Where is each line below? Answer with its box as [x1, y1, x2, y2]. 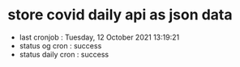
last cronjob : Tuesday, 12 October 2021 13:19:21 [19, 32, 180, 42]
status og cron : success [19, 40, 102, 50]
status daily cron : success [19, 49, 109, 59]
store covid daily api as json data [7, 6, 233, 24]
